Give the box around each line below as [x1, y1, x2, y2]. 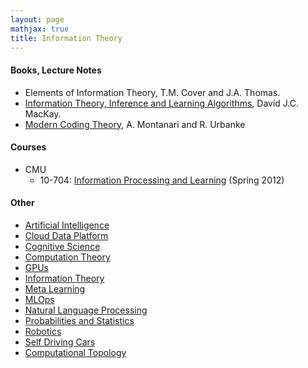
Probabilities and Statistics [24, 314, 135, 326]
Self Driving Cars [24, 336, 96, 348]
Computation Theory [24, 251, 111, 263]
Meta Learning [24, 282, 86, 295]
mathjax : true [10, 24, 70, 34]
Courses [10, 141, 47, 153]
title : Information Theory [10, 33, 123, 43]
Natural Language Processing [24, 304, 148, 316]
